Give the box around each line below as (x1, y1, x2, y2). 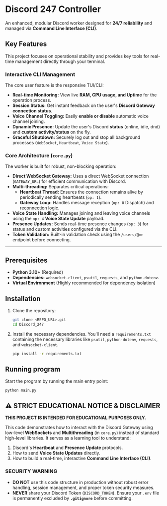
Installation (5, 294, 41, 303)
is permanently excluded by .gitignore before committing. (12, 495, 133, 501)
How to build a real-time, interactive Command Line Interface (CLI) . (12, 456, 152, 462)
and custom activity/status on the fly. (12, 129, 91, 135)
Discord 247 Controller (5, 3, 101, 15)
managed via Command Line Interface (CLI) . (5, 25, 98, 31)
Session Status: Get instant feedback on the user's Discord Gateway (12, 102, 155, 108)
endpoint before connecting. (12, 237, 71, 243)
